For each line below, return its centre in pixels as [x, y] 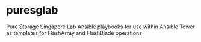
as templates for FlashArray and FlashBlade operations [74, 33]
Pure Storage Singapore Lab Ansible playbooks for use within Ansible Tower [101, 27]
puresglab [32, 10]
